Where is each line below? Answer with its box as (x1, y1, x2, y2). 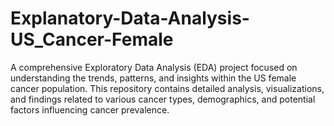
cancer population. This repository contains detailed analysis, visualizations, (10, 82, 325, 94)
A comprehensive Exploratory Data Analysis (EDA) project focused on (10, 61, 298, 73)
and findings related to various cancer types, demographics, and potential (10, 93, 316, 105)
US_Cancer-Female (10, 28, 174, 51)
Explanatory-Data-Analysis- (10, 7, 250, 30)
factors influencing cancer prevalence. (10, 103, 170, 116)
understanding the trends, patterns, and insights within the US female (10, 72, 297, 84)
